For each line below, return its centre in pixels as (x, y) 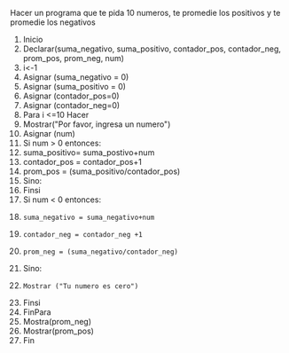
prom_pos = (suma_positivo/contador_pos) (102, 171)
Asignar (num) (49, 133)
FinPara (37, 312)
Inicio (33, 39)
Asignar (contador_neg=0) (71, 105)
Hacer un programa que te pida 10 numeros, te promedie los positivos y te (145, 13)
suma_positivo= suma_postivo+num (89, 153)
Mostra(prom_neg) (57, 322)
